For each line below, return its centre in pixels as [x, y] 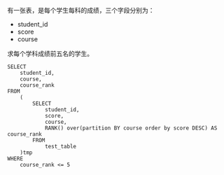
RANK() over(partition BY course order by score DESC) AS [131, 128]
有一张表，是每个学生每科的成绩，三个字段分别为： [81, 10]
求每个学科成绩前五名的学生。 [50, 54]
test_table [61, 146]
